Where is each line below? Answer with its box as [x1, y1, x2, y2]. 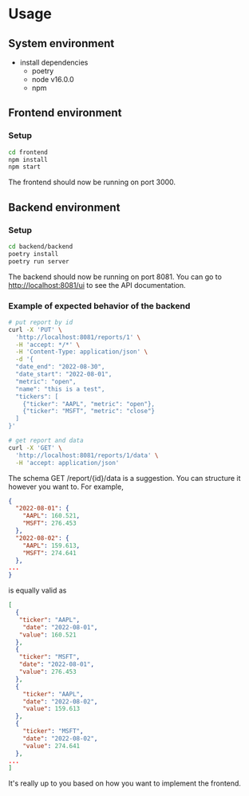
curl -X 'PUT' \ [8, 325, 62, 333]
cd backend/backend [8, 242, 73, 250]
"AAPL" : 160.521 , [22, 512, 81, 520]
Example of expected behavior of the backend [8, 300, 191, 311]
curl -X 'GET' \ [8, 443, 62, 451]
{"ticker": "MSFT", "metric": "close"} [22, 408, 156, 416]
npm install [8, 156, 48, 164]
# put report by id [8, 318, 73, 326]
